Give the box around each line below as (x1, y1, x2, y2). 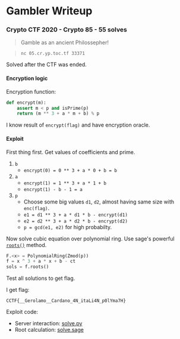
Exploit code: (6, 309, 39, 316)
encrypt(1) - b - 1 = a (23, 186, 83, 192)
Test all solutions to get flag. (6, 275, 75, 282)
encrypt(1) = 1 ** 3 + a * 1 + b (23, 180, 107, 186)
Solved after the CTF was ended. (6, 61, 87, 68)
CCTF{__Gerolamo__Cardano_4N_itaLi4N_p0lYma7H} (6, 298, 127, 304)
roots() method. (6, 241, 47, 248)
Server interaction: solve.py (14, 320, 83, 327)
